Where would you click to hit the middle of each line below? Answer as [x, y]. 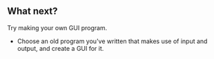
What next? [32, 11]
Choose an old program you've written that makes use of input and [112, 41]
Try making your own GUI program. [57, 27]
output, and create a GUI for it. [60, 48]
